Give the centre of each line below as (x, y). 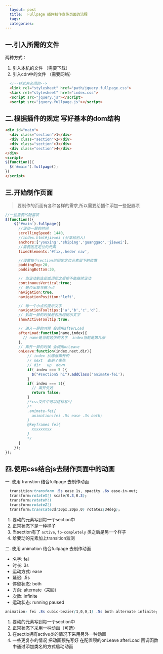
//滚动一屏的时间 (33, 229)
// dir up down (46, 365)
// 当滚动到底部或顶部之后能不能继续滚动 (55, 279)
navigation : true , (36, 292)
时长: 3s (20, 565)
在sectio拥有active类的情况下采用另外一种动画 (59, 634)
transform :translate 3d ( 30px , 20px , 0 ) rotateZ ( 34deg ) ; (65, 509)
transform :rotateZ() (31, 505)
